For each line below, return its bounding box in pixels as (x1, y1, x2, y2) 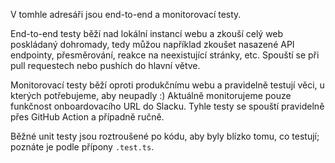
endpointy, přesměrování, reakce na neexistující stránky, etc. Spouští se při (10, 49, 320, 61)
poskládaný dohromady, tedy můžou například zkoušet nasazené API (10, 39, 295, 50)
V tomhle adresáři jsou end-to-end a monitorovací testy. (10, 9, 242, 20)
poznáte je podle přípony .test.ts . (10, 141, 155, 153)
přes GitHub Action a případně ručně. (10, 111, 165, 123)
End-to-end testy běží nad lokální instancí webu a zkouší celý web (10, 28, 284, 39)
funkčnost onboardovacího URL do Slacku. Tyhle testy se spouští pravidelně (10, 100, 325, 112)
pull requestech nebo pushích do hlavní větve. (10, 60, 201, 71)
